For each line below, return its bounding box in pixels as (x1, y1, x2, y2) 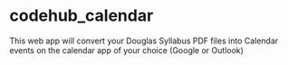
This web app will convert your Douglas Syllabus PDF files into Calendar (9, 35, 279, 46)
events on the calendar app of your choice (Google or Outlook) (9, 44, 245, 55)
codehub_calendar (9, 5, 154, 26)
